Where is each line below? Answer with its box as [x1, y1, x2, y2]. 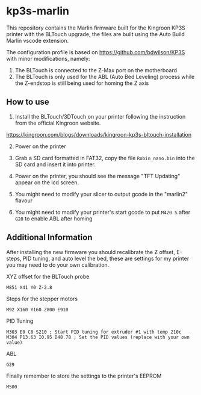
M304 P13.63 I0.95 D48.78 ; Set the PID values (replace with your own [6, 334, 190, 340]
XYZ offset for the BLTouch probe [6, 273, 90, 280]
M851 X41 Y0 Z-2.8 [6, 284, 52, 290]
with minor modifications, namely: [6, 55, 90, 62]
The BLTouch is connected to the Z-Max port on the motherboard [14, 66, 178, 73]
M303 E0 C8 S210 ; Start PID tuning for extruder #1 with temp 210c [6, 329, 182, 335]
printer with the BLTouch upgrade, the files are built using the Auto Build [6, 30, 185, 37]
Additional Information [6, 232, 93, 243]
